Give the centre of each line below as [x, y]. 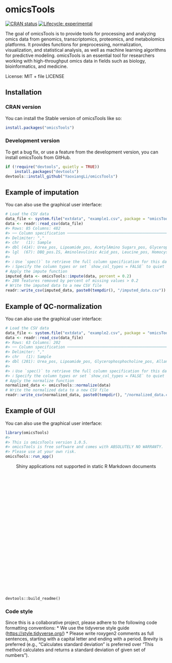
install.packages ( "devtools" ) [47, 171]
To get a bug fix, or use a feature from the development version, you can [82, 152]
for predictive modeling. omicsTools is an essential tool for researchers [80, 55]
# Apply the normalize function [40, 381]
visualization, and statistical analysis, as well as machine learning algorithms [86, 50]
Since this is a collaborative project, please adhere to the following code [81, 622]
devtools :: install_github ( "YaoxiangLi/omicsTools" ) [61, 176]
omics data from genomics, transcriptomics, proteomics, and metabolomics [85, 39]
